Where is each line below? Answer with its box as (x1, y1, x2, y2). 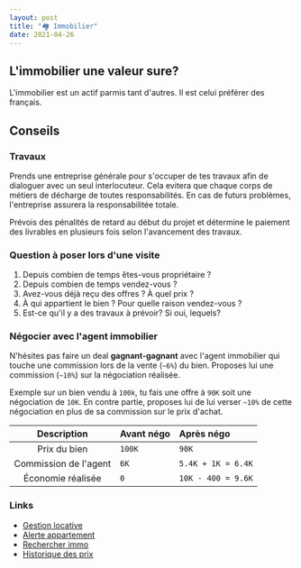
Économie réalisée (23, 472, 102, 485)
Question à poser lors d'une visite (9, 249, 160, 261)
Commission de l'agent (14, 457, 112, 470)
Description (36, 427, 88, 440)
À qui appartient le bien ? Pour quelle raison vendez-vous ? (22, 298, 242, 309)
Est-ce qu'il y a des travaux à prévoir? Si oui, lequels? (22, 307, 221, 318)
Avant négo (120, 427, 171, 440)
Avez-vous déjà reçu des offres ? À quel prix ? (22, 289, 195, 299)
